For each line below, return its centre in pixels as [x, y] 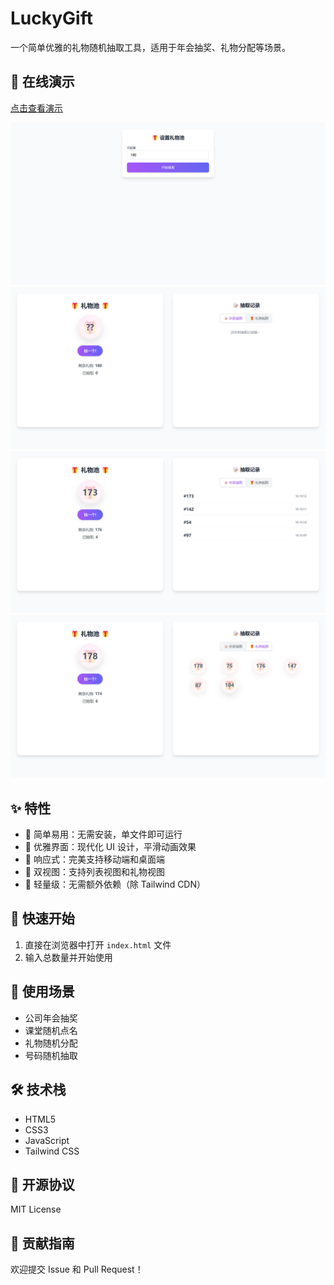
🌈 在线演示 [42, 82]
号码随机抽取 [51, 1055]
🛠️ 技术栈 [38, 1090]
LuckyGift [51, 18]
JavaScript [47, 1140]
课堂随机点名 [51, 1030]
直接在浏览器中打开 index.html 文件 [98, 944]
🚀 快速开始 [42, 918]
